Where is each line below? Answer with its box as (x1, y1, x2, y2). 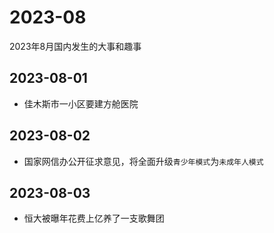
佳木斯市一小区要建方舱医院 (23, 97, 139, 110)
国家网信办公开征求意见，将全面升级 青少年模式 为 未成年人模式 (23, 155, 264, 167)
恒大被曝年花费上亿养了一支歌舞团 (23, 212, 165, 225)
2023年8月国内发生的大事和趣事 (9, 40, 142, 52)
